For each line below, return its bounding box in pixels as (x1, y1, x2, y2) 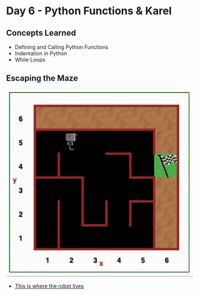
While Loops (14, 56, 46, 63)
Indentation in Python (14, 50, 68, 57)
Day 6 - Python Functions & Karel (6, 4, 172, 18)
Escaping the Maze (6, 73, 78, 84)
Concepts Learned (6, 28, 76, 38)
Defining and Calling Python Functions (14, 43, 108, 50)
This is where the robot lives (14, 283, 84, 290)
